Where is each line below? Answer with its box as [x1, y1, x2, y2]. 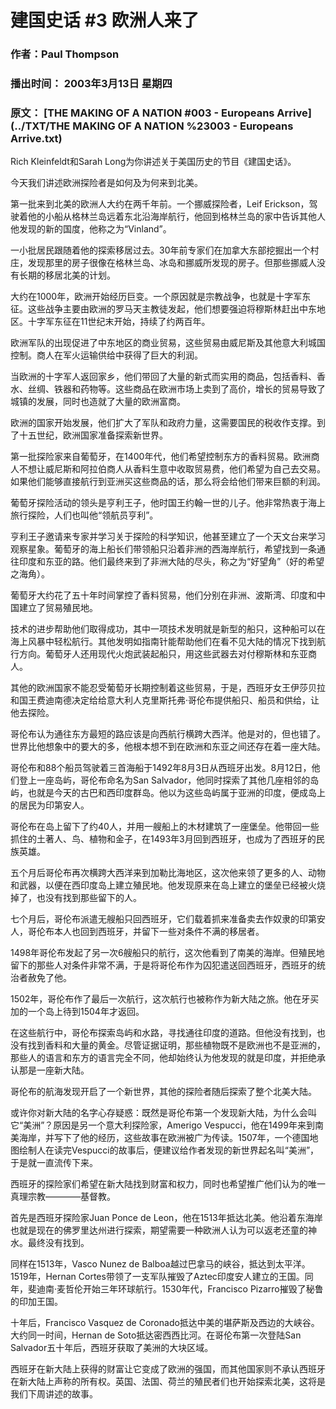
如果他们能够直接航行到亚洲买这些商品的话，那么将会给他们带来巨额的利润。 [10, 476, 326, 488]
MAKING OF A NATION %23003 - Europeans [72, 119, 294, 133]
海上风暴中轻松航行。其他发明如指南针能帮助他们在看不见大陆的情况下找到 [10, 636, 317, 648]
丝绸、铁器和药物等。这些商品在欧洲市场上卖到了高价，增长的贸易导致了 [27, 383, 326, 395]
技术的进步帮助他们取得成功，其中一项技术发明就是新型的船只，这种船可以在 [10, 623, 326, 635]
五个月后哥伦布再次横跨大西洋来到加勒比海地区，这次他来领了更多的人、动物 [10, 867, 326, 879]
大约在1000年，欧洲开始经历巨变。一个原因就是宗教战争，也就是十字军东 [10, 291, 312, 303]
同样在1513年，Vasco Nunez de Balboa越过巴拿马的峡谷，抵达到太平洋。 [10, 1258, 311, 1270]
